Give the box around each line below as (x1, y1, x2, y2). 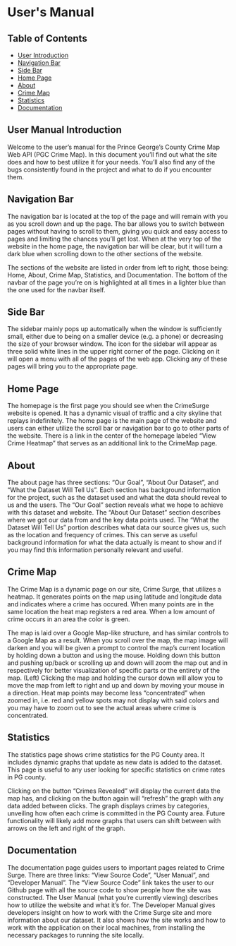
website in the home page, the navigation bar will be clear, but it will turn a (7, 241, 223, 251)
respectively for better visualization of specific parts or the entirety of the (7, 666, 221, 674)
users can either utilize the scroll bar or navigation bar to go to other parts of (7, 424, 230, 433)
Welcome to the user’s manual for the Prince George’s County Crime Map (7, 143, 221, 151)
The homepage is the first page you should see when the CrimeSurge (7, 402, 210, 410)
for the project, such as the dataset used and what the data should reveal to (7, 493, 228, 502)
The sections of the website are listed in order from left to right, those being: (7, 263, 229, 272)
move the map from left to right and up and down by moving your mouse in (7, 681, 225, 689)
